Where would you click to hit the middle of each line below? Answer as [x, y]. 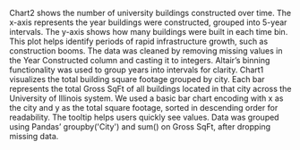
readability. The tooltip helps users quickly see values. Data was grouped [144, 117]
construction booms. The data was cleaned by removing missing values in [146, 51]
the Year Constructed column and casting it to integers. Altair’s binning [140, 60]
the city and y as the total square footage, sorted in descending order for [144, 108]
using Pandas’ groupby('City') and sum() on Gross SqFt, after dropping [140, 127]
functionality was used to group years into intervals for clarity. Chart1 [137, 70]
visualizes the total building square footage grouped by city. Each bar [137, 79]
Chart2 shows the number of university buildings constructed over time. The [150, 13]
